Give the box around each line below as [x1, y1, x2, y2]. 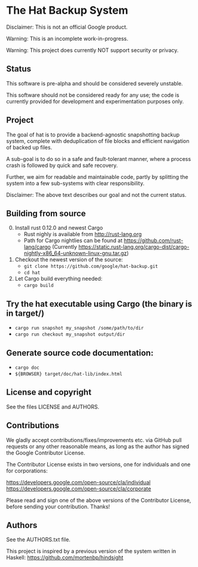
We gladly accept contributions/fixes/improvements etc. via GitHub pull [6, 436, 182, 443]
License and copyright [6, 387, 92, 398]
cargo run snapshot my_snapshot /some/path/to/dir [14, 325, 144, 331]
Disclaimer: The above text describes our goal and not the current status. [6, 191, 187, 198]
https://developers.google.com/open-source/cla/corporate [6, 485, 151, 492]
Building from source [6, 208, 86, 218]
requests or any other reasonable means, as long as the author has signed [6, 443, 190, 450]
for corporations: [6, 467, 48, 474]
